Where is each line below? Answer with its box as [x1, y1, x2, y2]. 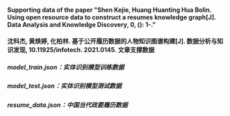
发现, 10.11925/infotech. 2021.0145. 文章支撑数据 [13, 46, 155, 54]
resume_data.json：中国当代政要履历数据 [7, 101, 128, 109]
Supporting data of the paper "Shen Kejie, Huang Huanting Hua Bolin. [7, 6, 212, 14]
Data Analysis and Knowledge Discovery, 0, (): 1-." [7, 20, 156, 28]
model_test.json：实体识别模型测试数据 [7, 82, 122, 90]
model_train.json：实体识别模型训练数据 [7, 63, 124, 71]
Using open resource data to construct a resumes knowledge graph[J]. [7, 13, 217, 21]
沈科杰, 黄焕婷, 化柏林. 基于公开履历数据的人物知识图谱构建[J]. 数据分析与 [7, 37, 217, 45]
